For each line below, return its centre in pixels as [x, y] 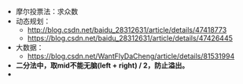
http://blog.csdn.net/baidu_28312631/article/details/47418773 [127, 30]
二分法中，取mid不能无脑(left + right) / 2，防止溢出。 [102, 65]
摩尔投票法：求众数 [47, 11]
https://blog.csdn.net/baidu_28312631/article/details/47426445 [130, 38]
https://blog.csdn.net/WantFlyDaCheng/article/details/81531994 [131, 56]
